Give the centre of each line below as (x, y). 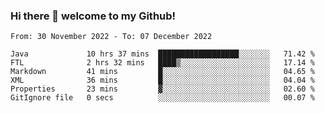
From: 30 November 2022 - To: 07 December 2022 (111, 37)
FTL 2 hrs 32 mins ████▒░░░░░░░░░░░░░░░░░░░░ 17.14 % (162, 63)
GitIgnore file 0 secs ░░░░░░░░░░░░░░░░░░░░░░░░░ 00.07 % (162, 98)
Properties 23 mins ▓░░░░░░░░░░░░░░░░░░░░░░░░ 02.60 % (162, 89)
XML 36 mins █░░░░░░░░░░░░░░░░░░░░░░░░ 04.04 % (162, 80)
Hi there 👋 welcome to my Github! (93, 16)
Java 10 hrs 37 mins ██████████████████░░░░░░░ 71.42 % (162, 54)
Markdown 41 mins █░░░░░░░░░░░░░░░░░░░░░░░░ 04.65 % (162, 72)
